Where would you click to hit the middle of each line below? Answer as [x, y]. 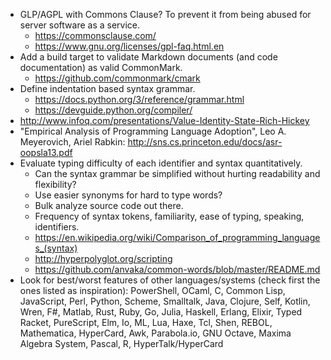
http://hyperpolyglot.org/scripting [103, 258]
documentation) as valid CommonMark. [101, 67]
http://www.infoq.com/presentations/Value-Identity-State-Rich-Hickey [164, 120]
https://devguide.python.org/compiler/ [113, 110]
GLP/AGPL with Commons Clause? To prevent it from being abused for [165, 14]
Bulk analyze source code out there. [109, 205]
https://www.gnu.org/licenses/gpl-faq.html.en [129, 46]
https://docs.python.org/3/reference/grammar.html [139, 99]
